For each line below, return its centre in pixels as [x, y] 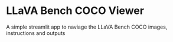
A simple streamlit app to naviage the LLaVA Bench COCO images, [87, 27]
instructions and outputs [36, 33]
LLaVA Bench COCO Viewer [75, 11]
